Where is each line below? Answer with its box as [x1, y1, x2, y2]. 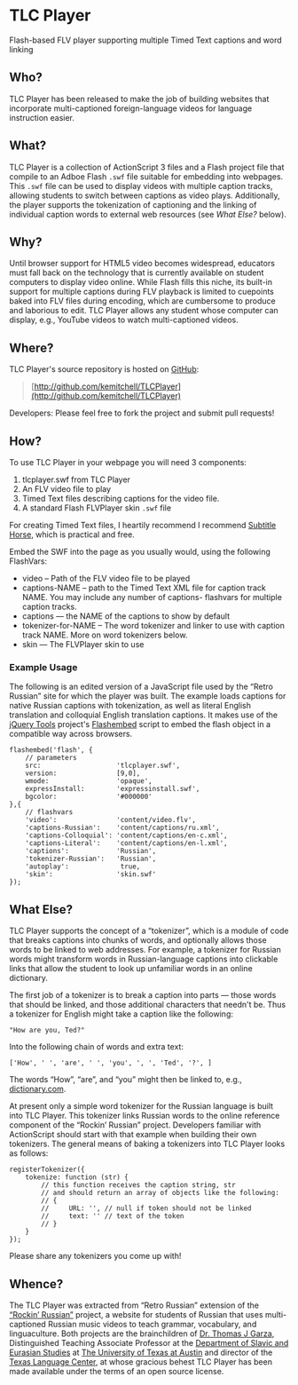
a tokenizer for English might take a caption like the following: [9, 1009, 233, 1019]
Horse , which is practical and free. [9, 529, 135, 540]
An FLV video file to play [21, 484, 112, 494]
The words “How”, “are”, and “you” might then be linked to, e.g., [9, 1074, 242, 1085]
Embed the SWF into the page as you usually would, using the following [9, 547, 271, 557]
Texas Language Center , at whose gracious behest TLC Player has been [9, 1356, 273, 1367]
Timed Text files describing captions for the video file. [21, 494, 220, 503]
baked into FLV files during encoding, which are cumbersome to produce [9, 296, 277, 306]
